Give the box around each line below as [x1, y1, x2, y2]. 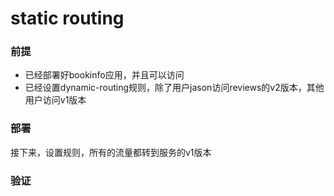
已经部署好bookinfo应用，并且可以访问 [24, 69, 185, 81]
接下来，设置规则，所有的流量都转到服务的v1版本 [10, 146, 212, 158]
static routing [10, 7, 125, 30]
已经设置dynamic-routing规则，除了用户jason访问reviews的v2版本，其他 [24, 82, 325, 94]
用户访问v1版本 [24, 94, 87, 106]
